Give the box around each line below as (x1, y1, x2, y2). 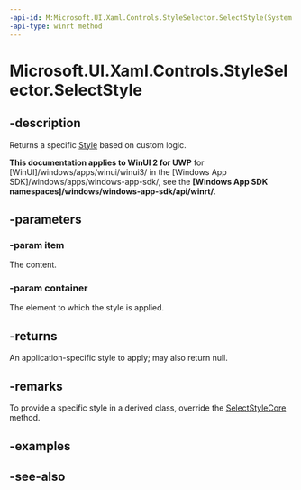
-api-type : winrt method (9, 22, 103, 31)
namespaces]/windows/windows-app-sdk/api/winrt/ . (9, 186, 216, 197)
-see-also (9, 468, 66, 484)
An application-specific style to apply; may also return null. (9, 353, 228, 364)
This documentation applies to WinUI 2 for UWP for (9, 157, 205, 168)
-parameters (9, 211, 82, 227)
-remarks (9, 378, 63, 393)
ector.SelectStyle (9, 79, 142, 100)
